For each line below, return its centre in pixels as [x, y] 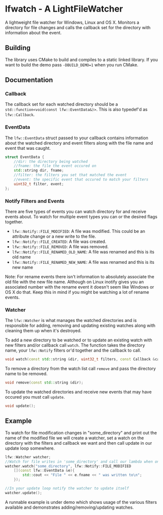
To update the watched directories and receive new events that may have [78, 392]
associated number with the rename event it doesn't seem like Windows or [80, 287]
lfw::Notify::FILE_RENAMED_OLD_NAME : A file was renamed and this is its [83, 252]
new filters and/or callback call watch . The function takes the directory [75, 345]
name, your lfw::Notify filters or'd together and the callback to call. [73, 351]
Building [18, 48]
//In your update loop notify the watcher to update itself [67, 488]
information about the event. [33, 32]
